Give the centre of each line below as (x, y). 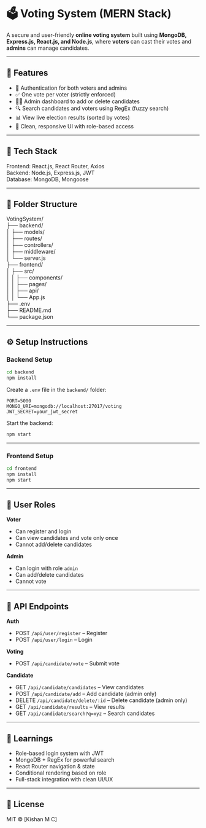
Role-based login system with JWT (59, 753)
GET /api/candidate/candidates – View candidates (79, 687)
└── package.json (30, 317)
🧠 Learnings (30, 739)
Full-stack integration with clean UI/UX (64, 779)
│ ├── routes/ (25, 238)
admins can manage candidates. (48, 48)
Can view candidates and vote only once (67, 538)
